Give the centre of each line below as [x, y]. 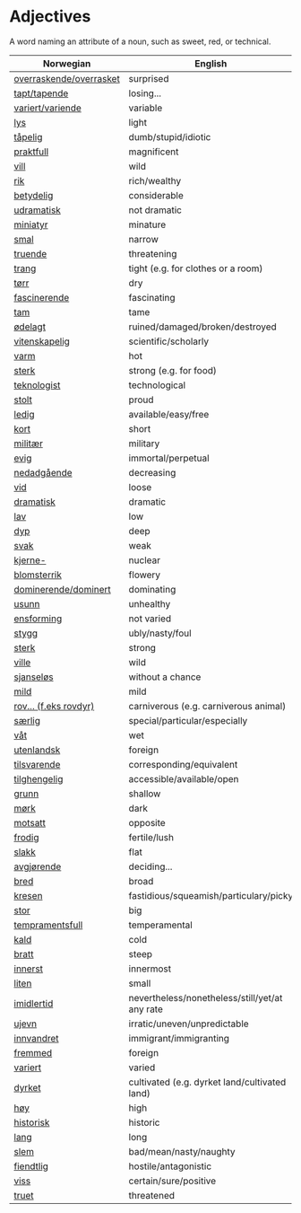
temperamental [160, 925]
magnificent [154, 152]
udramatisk [37, 210]
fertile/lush [151, 837]
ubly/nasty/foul [160, 633]
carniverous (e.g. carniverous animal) [207, 706]
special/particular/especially [188, 720]
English [211, 63]
